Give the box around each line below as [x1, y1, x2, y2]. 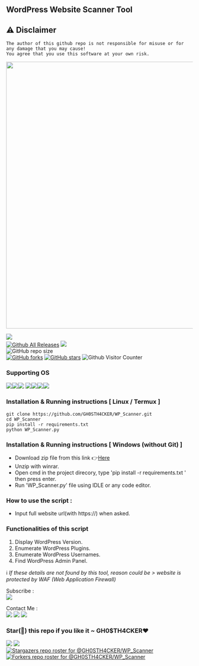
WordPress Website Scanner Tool [6, 5, 133, 15]
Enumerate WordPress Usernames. [14, 551, 101, 558]
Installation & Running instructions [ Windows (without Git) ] [6, 440, 182, 448]
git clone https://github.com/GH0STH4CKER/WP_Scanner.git [6, 411, 152, 417]
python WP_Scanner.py [6, 426, 60, 432]
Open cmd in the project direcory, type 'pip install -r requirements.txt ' [14, 469, 187, 476]
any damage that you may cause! [6, 46, 86, 52]
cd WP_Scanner [6, 416, 41, 422]
